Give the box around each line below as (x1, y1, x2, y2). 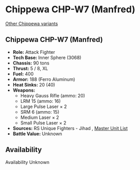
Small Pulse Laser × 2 (20, 119, 67, 126)
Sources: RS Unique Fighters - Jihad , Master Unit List (12, 125, 128, 131)
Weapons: (12, 87, 35, 93)
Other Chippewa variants (5, 20, 58, 27)
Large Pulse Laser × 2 (20, 103, 67, 110)
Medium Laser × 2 (20, 114, 59, 120)
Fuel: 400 (12, 71, 34, 77)
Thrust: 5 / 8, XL (12, 65, 48, 71)
